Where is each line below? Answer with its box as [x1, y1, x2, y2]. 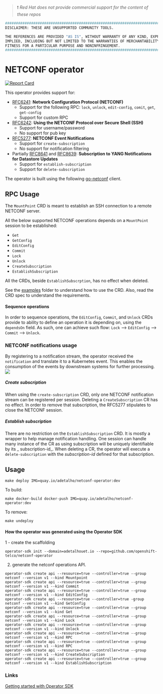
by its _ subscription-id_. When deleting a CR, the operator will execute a [5, 446, 150, 452]
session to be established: [5, 223, 57, 228]
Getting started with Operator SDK [5, 683, 74, 689]
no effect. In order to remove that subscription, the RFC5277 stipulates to [5, 402, 151, 408]
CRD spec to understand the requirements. [5, 292, 91, 298]
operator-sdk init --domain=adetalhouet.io [5, 549, 95, 554]
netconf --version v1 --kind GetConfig [5, 601, 86, 606]
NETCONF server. [5, 208, 41, 214]
